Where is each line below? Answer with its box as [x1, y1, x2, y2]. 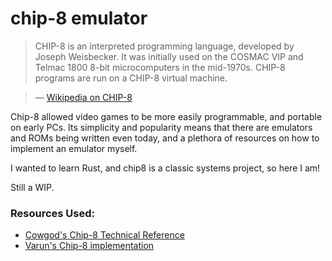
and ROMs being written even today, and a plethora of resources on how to [10, 132, 320, 144]
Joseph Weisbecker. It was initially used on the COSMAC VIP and [34, 50, 304, 62]
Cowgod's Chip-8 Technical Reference [24, 229, 185, 241]
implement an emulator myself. [10, 142, 138, 154]
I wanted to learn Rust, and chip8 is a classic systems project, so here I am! [10, 162, 321, 174]
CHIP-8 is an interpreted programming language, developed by [34, 40, 295, 52]
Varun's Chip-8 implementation [24, 240, 155, 252]
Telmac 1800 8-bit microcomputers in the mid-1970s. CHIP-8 [34, 61, 286, 73]
